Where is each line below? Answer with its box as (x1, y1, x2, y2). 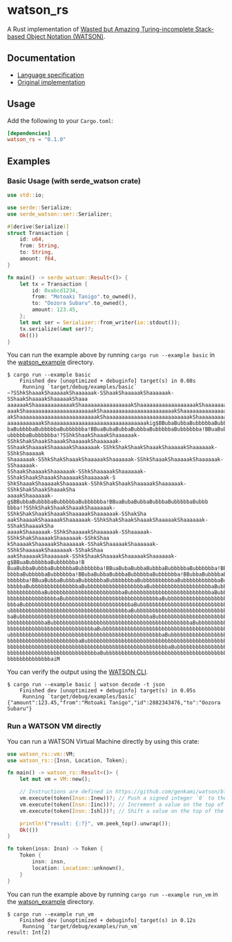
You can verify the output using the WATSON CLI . (7, 668, 148, 676)
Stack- (195, 25, 214, 33)
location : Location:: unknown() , (32, 865, 126, 872)
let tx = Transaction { (19, 281, 88, 288)
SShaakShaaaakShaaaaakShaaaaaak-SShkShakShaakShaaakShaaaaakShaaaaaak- (7, 444, 217, 451)
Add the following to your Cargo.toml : (7, 116, 114, 124)
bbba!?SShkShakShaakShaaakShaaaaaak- (7, 505, 116, 511)
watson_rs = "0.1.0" (7, 136, 67, 143)
